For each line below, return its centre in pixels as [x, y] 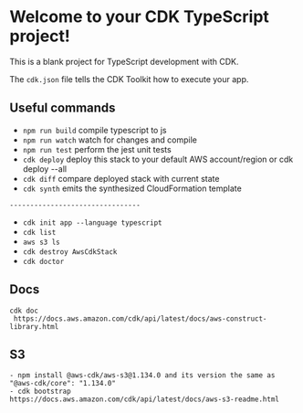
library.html [34, 326]
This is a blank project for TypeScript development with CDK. [124, 61]
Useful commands [63, 108]
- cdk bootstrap [40, 392]
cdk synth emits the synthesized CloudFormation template [132, 188]
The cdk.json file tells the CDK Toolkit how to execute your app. [129, 79]
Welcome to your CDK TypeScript [139, 17]
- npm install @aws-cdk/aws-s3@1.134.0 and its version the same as [142, 376]
